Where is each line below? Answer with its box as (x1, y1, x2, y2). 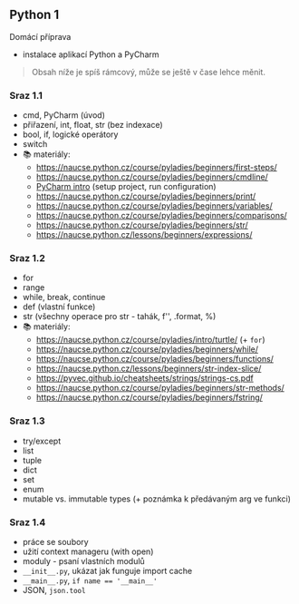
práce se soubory (22, 537, 89, 547)
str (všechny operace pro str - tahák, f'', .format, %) (22, 311, 217, 322)
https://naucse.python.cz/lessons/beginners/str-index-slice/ (35, 363, 262, 375)
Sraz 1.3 (9, 414, 45, 427)
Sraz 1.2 (9, 252, 45, 265)
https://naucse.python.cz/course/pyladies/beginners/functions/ (35, 354, 275, 365)
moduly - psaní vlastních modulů (22, 556, 145, 566)
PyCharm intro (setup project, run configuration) (35, 181, 217, 192)
